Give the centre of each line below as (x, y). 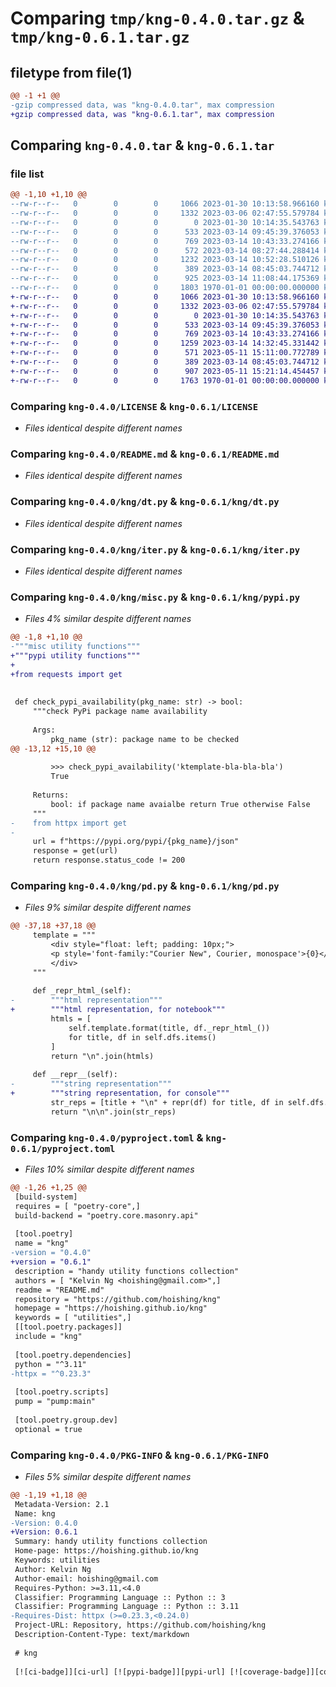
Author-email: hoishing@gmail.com (86, 1578)
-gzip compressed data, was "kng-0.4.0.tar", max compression (142, 105)
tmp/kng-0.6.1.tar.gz (100, 37)
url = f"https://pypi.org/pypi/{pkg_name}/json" (136, 842)
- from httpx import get (69, 823)
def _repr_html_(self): (82, 991)
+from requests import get (66, 674)
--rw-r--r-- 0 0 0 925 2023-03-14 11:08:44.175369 (165, 278)
